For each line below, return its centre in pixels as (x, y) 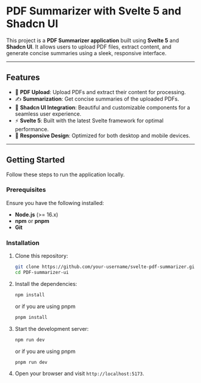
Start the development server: (52, 328)
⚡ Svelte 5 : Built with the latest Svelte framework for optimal (89, 120)
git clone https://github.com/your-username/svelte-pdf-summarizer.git (106, 267)
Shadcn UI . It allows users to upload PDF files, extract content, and (89, 47)
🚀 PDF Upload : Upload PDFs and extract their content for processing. (100, 92)
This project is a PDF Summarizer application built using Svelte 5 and (93, 40)
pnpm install (31, 317)
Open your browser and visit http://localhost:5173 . (80, 373)
